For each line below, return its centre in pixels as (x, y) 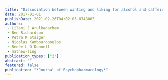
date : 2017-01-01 (23, 14)
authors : (14, 24)
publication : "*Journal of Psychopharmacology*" (57, 70)
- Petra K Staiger (26, 38)
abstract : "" (19, 61)
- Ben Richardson (25, 33)
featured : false (22, 65)
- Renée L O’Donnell (29, 47)
